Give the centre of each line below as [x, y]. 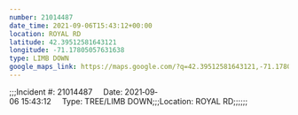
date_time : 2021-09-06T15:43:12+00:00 [81, 26]
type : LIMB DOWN [39, 58]
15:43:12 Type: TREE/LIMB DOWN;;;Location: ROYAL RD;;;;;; [134, 101]
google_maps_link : [43, 67]
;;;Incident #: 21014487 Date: [66, 92]
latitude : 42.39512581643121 [63, 42]
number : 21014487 [41, 17]
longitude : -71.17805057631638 [67, 50]
